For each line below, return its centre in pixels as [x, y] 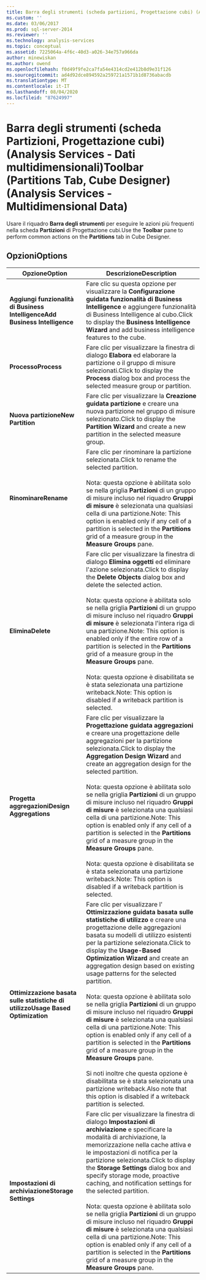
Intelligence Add [33, 314]
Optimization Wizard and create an [137, 958]
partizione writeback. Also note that [136, 1088]
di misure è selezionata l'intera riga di [140, 623]
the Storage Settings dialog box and [138, 1168]
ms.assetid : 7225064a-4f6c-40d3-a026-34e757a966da [72, 52]
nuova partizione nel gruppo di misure [140, 411]
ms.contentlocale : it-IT [38, 87]
